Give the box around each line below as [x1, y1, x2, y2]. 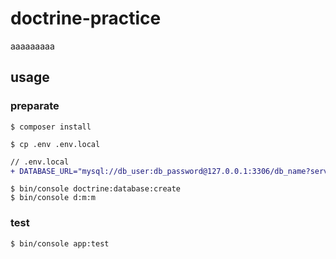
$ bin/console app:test [10, 238, 110, 249]
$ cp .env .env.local [10, 139, 101, 149]
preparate [10, 99, 60, 113]
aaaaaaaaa [10, 40, 55, 52]
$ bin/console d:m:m [10, 193, 97, 203]
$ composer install [10, 122, 92, 132]
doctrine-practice [10, 7, 162, 30]
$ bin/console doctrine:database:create [10, 184, 182, 194]
